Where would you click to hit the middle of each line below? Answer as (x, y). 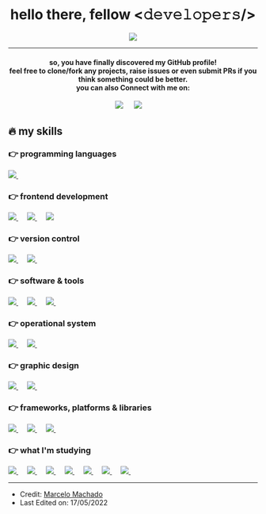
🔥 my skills (36, 131)
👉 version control (44, 239)
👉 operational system (52, 323)
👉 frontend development (58, 196)
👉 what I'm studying (49, 450)
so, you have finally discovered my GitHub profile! (133, 62)
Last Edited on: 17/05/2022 (64, 502)
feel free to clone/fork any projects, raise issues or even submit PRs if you (133, 71)
